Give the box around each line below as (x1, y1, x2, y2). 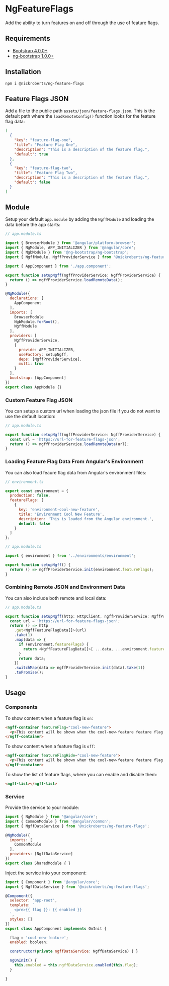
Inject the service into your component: (5, 870, 87, 876)
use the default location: (5, 413, 56, 419)
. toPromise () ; (14, 670, 44, 675)
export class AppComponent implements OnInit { (5, 926, 107, 931)
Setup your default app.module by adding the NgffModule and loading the (5, 216, 154, 222)
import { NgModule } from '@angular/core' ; (5, 814, 98, 819)
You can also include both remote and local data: (5, 595, 107, 601)
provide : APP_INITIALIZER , (18, 347, 75, 352)
